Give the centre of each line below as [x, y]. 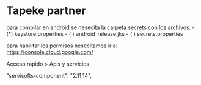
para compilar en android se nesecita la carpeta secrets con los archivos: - [100, 27]
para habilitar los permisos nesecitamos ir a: [62, 46]
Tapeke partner [46, 11]
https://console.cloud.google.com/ [50, 52]
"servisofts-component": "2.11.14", [49, 75]
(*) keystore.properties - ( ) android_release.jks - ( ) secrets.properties [95, 33]
